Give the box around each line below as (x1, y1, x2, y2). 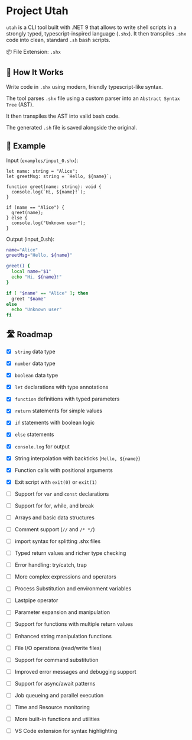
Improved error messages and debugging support (14, 668, 137, 675)
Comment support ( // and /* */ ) (14, 525, 96, 533)
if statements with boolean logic (14, 419, 95, 426)
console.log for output (14, 442, 70, 450)
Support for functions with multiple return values (14, 621, 134, 628)
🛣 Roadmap (6, 329, 53, 340)
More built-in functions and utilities (14, 715, 100, 722)
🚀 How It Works (6, 67, 64, 77)
